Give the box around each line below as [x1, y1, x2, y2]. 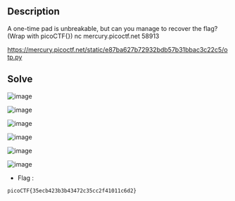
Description [7, 6, 60, 18]
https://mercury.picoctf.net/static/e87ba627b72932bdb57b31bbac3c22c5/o [7, 45, 228, 53]
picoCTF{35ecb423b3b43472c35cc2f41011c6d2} [7, 187, 137, 194]
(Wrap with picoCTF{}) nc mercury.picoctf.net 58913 [7, 32, 160, 40]
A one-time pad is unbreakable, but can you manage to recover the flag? [7, 24, 218, 32]
